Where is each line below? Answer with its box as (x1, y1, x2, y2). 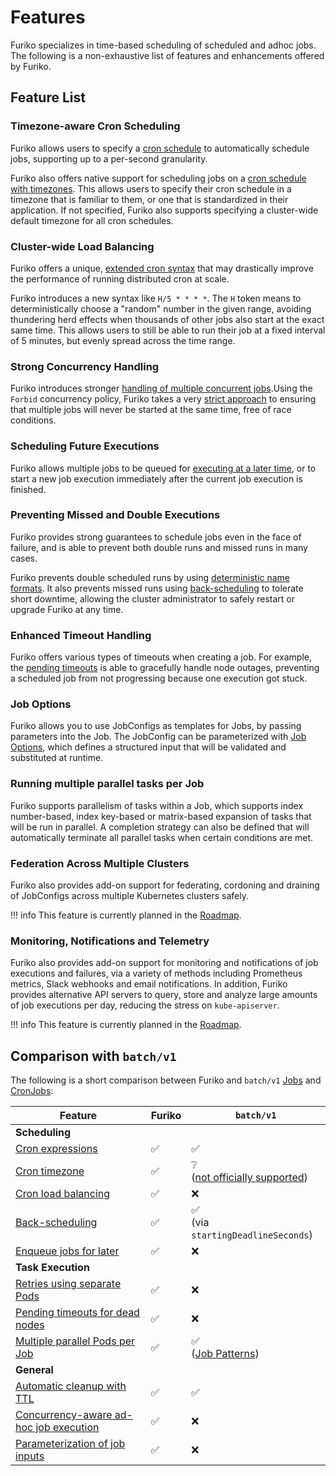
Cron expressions (15, 1142, 98, 1156)
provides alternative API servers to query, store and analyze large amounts (10, 989, 318, 1001)
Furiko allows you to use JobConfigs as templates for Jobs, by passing (10, 720, 302, 732)
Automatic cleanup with (15, 1379, 127, 1393)
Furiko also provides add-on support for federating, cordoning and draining (10, 879, 320, 891)
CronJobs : (10, 1085, 54, 1097)
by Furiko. (10, 60, 52, 72)
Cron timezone (15, 1164, 85, 1178)
